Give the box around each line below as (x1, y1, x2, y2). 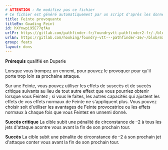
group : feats (5, 40, 32, 45)
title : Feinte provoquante (5, 16, 61, 21)
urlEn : (5, 35, 19, 40)
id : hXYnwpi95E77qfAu (5, 26, 50, 31)
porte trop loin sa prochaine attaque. (5, 73, 80, 79)
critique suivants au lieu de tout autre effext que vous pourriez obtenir (5, 88, 149, 94)
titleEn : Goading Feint (5, 21, 55, 26)
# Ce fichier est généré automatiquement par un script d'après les (5, 12, 151, 17)
